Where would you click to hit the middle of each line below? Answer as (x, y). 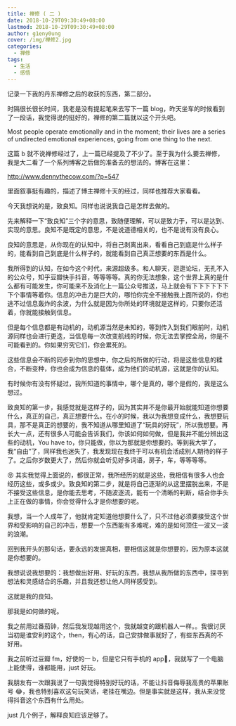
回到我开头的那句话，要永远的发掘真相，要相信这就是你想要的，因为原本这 (115, 549)
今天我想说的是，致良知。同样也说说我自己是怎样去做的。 (90, 205)
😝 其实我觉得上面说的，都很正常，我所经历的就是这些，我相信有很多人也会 (116, 475)
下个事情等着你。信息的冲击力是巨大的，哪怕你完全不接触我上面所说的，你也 (118, 294)
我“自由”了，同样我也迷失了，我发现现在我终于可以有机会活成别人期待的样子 (118, 451)
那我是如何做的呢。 (35, 611)
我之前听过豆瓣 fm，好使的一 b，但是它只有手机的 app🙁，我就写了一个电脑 (116, 658)
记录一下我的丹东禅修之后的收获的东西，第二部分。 (81, 94)
